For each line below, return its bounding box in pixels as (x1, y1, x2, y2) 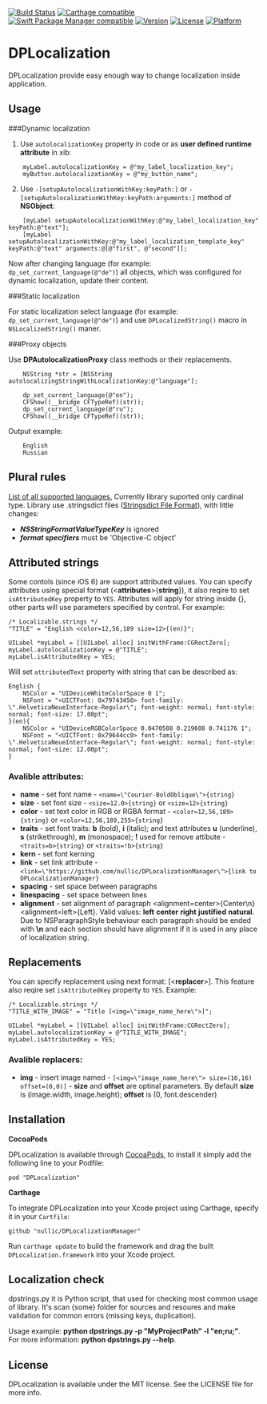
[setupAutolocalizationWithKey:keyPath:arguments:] (19, 194, 196, 202)
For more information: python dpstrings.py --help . (8, 1335, 177, 1345)
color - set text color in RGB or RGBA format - (19, 806, 171, 816)
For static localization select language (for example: (8, 307, 178, 316)
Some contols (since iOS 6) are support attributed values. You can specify (8, 577, 253, 587)
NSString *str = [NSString (22, 370, 113, 378)
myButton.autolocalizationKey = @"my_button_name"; (22, 170, 198, 178)
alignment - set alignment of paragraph (19, 898, 151, 908)
